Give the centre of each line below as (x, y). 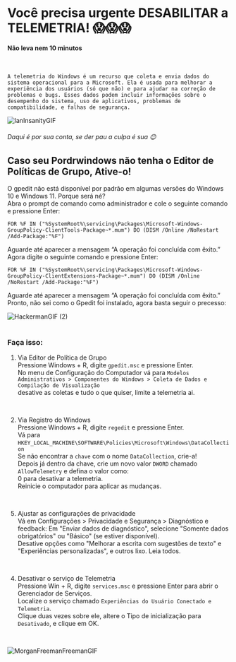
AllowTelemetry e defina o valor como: (73, 471)
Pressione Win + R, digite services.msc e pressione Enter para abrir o (118, 586)
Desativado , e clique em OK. (58, 624)
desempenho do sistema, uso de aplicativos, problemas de (94, 101)
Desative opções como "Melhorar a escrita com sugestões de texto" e (119, 544)
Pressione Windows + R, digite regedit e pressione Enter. (101, 427)
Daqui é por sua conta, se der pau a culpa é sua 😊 (82, 136)
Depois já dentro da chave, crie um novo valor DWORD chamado (107, 463)
